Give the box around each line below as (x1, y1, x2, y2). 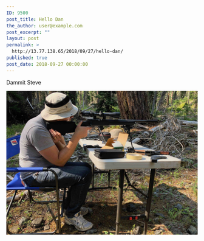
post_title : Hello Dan (6, 16, 64, 23)
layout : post (6, 35, 39, 42)
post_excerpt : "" (6, 29, 50, 35)
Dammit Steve (6, 79, 41, 86)
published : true (6, 55, 47, 61)
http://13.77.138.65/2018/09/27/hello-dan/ (12, 49, 123, 55)
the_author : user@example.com (6, 23, 83, 29)
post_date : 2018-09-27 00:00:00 (6, 61, 88, 67)
